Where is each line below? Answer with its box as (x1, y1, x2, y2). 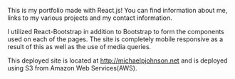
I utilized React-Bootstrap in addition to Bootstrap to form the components (7, 28, 224, 36)
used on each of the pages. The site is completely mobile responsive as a (7, 35, 224, 43)
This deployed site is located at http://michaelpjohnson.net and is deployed (7, 56, 228, 65)
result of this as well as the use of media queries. (7, 43, 152, 51)
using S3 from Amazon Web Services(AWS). (7, 64, 137, 72)
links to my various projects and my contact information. (7, 14, 172, 22)
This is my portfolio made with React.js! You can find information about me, (7, 6, 228, 14)
